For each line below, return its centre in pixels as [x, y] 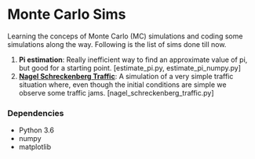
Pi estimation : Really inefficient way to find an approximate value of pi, [133, 60]
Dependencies [36, 113]
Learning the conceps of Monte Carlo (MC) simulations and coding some [125, 36]
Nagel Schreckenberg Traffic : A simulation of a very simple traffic [126, 76]
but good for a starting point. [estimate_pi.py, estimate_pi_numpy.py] [129, 67]
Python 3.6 [36, 130]
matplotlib [35, 147]
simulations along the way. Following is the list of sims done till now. [117, 44]
